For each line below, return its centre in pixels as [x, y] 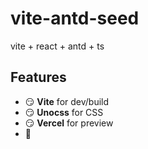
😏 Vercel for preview [69, 123]
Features [38, 77]
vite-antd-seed [75, 18]
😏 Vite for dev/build [67, 101]
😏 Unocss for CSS [64, 112]
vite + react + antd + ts [57, 46]
